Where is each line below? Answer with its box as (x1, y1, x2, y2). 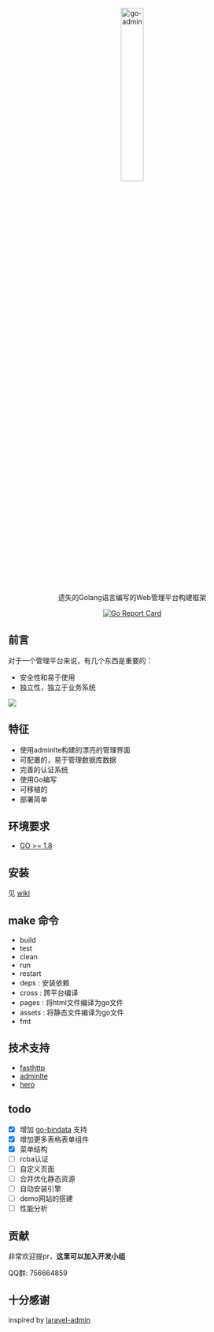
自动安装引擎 (19, 1184, 61, 1194)
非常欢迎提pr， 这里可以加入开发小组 (8, 1251, 126, 1261)
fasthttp (19, 1063, 46, 1072)
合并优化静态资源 (19, 1174, 76, 1184)
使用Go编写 (19, 775, 57, 784)
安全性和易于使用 (19, 672, 76, 682)
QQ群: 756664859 (8, 1268, 68, 1278)
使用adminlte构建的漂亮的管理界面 (19, 745, 131, 754)
